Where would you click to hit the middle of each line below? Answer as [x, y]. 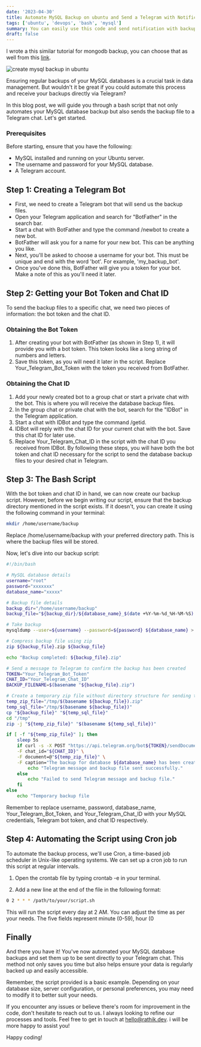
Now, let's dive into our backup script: [53, 553]
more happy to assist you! [38, 1026]
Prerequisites [26, 134]
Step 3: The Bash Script [51, 480]
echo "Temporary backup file [53, 796]
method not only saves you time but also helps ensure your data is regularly [100, 964]
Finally [19, 937]
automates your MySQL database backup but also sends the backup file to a [100, 112]
